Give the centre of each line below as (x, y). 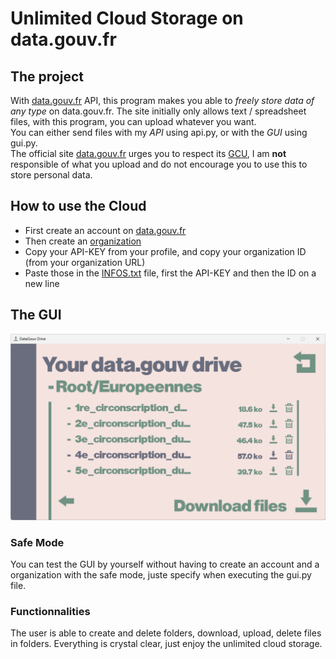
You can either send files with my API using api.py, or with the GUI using (159, 132)
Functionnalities (50, 612)
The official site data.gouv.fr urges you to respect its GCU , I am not (148, 153)
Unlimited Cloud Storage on (127, 18)
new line (42, 283)
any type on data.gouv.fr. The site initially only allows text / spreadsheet (158, 111)
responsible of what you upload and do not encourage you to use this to (159, 164)
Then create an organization (83, 241)
